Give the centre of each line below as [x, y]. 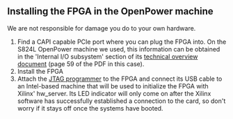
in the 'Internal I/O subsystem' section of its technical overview [107, 56]
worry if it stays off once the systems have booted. [90, 108]
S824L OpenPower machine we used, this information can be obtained [119, 49]
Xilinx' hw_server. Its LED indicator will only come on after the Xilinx [114, 93]
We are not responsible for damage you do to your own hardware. [102, 28]
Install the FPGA [40, 71]
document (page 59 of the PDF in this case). [81, 64]
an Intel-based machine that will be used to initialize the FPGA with [113, 86]
